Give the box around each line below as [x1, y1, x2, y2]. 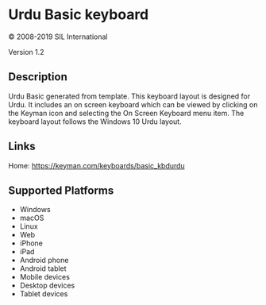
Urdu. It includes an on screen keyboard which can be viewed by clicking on [8, 99, 258, 109]
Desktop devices [19, 280, 75, 291]
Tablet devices [19, 289, 68, 299]
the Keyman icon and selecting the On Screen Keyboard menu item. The [8, 108, 245, 118]
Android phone [19, 256, 69, 265]
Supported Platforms [8, 183, 114, 197]
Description [8, 70, 67, 84]
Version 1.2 [8, 47, 45, 56]
